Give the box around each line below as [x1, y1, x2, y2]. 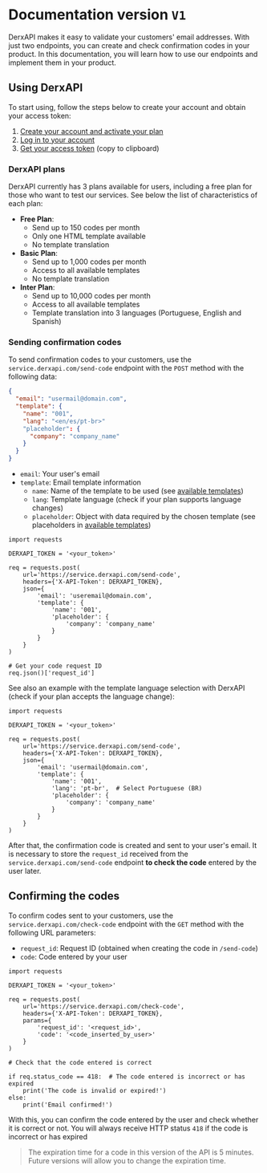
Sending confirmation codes [8, 336, 122, 347]
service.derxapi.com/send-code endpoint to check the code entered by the [8, 858, 257, 867]
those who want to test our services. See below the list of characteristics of [8, 190, 258, 200]
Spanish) [31, 317, 62, 327]
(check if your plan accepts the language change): [8, 692, 175, 701]
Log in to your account [19, 135, 95, 144]
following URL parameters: [8, 927, 96, 937]
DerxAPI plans [8, 163, 66, 174]
